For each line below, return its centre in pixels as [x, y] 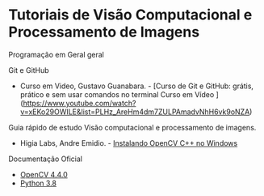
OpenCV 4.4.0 [44, 174]
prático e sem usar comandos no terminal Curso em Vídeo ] [119, 94]
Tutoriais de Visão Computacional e [130, 15]
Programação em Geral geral [57, 54]
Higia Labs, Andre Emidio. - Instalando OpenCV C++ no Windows [129, 143]
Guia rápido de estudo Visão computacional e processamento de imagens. [132, 127]
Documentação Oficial [46, 159]
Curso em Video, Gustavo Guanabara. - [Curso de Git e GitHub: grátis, [137, 86]
